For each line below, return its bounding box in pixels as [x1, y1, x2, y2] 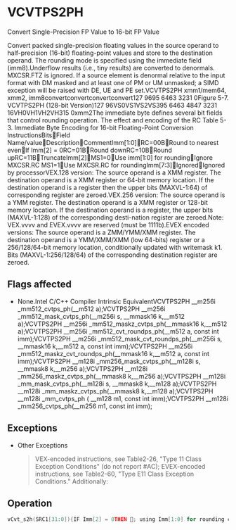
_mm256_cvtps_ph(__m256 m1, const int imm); [17, 402, 152, 410]
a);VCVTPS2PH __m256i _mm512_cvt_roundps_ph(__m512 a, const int [17, 327, 219, 335]
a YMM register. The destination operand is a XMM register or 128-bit [7, 198, 209, 206]
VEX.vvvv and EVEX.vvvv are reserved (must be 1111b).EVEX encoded [7, 220, 209, 229]
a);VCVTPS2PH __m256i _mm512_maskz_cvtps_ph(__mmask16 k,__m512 [17, 320, 228, 328]
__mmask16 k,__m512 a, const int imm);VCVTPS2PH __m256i [17, 342, 193, 351]
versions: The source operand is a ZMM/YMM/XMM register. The [7, 228, 196, 236]
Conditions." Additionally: [34, 477, 109, 486]
